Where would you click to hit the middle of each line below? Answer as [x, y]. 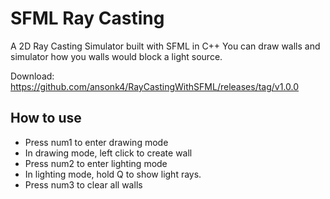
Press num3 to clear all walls [83, 184]
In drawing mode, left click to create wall [108, 153]
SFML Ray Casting [87, 18]
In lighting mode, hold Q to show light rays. [113, 174]
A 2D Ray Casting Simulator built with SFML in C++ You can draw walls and [165, 46]
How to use [46, 118]
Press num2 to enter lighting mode [96, 163]
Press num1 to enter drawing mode [96, 142]
